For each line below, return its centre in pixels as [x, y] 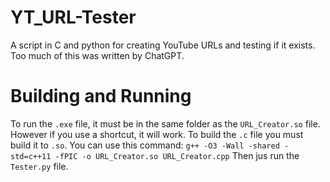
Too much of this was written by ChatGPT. [97, 55]
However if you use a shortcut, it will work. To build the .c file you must [157, 134]
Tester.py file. [39, 166]
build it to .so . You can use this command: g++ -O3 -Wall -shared [145, 145]
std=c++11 [31, 156]
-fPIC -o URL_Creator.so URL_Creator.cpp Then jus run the [177, 155]
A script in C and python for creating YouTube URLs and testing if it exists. [163, 45]
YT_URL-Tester [73, 17]
